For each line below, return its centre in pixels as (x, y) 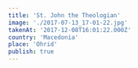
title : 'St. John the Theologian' (65, 15)
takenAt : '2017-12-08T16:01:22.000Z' (70, 30)
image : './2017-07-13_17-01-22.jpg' (68, 23)
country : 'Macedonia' (44, 37)
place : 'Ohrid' (33, 45)
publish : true (31, 52)
